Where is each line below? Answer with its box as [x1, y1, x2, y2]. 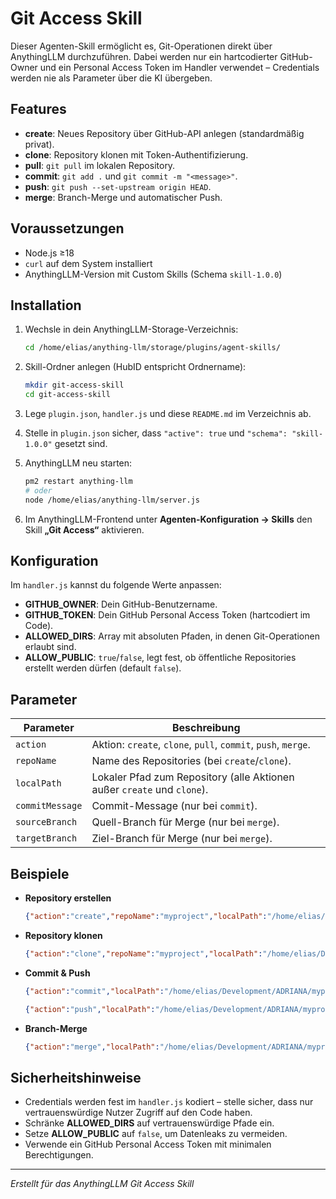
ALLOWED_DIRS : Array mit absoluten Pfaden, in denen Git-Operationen [24, 630, 320, 642]
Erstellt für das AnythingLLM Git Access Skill [10, 1178, 195, 1190]
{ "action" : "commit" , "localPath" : [24, 986, 165, 996]
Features [10, 101, 67, 118]
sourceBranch [15, 817, 78, 828]
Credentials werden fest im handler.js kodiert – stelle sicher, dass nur [24, 1096, 314, 1108]
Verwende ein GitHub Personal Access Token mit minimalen [24, 1138, 272, 1151]
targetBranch [15, 833, 78, 844]
